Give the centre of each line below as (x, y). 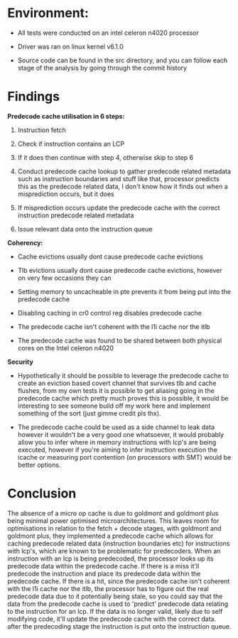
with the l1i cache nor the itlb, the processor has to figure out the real (108, 588)
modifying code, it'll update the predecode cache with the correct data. (112, 619)
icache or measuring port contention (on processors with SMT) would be (124, 457)
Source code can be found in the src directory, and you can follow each (123, 60)
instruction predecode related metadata (76, 215)
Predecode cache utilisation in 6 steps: (66, 116)
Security (20, 362)
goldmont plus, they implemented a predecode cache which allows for (110, 536)
